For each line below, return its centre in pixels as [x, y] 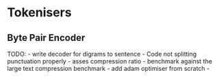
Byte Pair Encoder [46, 38]
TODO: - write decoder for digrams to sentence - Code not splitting [102, 54]
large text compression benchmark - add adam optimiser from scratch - [108, 68]
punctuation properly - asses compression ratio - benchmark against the [109, 61]
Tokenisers [39, 13]
